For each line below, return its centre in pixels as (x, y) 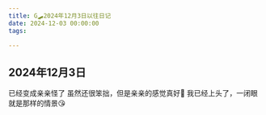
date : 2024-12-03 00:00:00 (54, 23)
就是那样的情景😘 (37, 103)
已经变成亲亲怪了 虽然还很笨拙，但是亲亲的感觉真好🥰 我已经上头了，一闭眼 (133, 93)
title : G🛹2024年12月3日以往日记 (60, 16)
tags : (17, 31)
